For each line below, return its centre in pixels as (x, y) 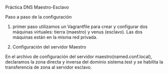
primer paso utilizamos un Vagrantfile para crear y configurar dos (80, 26)
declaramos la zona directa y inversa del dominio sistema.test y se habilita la (84, 62)
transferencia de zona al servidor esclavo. (48, 67)
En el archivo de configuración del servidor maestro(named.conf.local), (79, 56)
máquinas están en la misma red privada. (55, 37)
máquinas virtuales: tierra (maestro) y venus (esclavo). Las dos (77, 32)
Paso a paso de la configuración (38, 17)
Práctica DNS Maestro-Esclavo (37, 7)
